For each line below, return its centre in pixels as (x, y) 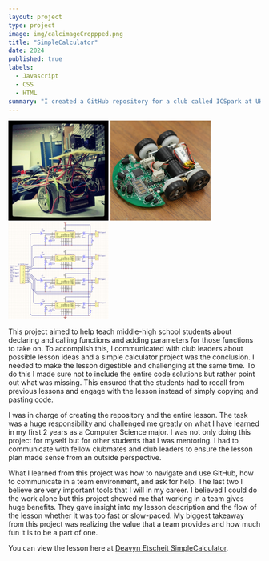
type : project (32, 25)
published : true (35, 59)
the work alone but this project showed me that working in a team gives (126, 499)
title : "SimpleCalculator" (53, 42)
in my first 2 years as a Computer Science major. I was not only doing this (130, 432)
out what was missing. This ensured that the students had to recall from (126, 383)
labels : (21, 68)
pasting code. (31, 399)
